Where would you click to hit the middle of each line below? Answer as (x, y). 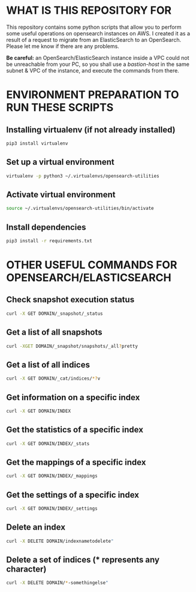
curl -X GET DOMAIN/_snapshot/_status (55, 313)
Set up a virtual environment (61, 162)
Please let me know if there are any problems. (63, 46)
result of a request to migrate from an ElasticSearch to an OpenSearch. (94, 40)
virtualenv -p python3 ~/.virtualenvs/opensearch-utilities (83, 176)
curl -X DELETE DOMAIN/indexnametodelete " (60, 541)
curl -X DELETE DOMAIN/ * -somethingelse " (58, 583)
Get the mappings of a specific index (76, 462)
